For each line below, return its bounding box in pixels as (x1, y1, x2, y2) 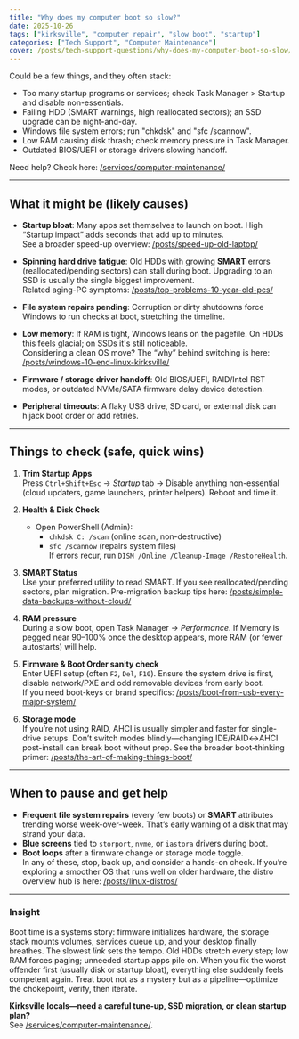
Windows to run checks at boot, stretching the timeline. (21, 311, 225, 322)
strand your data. (21, 828, 86, 839)
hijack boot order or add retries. (21, 410, 140, 421)
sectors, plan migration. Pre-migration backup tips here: (21, 585, 228, 597)
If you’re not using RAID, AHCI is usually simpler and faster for (21, 723, 250, 733)
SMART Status (21, 567, 78, 577)
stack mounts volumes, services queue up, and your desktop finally (9, 936, 257, 946)
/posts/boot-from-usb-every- (176, 687, 285, 698)
